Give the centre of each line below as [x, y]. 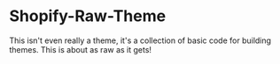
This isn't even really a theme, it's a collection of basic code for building [140, 40]
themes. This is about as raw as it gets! [81, 49]
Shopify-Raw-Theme [88, 16]
